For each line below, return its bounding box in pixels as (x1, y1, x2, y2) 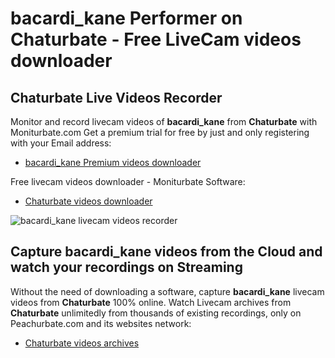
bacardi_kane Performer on (10, 7, 243, 30)
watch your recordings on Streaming (10, 259, 243, 276)
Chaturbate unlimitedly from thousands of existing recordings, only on (10, 307, 302, 319)
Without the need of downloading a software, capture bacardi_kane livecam (10, 285, 325, 297)
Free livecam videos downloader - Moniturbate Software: (10, 176, 246, 187)
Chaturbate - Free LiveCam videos (10, 28, 302, 51)
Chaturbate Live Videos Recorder (10, 89, 223, 106)
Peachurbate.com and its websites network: (10, 317, 192, 329)
